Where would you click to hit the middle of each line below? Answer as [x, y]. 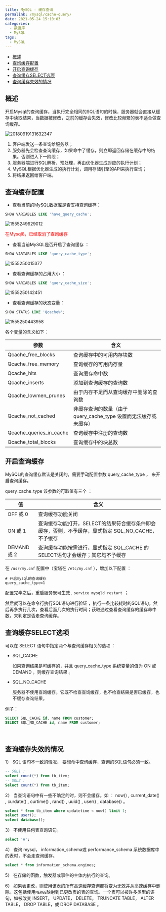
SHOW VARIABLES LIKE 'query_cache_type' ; [48, 254]
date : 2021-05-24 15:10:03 [33, 19]
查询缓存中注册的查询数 [101, 433]
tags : [11, 38]
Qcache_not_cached [31, 416]
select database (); [25, 820]
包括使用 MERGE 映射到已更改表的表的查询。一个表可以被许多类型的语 [86, 892]
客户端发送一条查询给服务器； [42, 144]
